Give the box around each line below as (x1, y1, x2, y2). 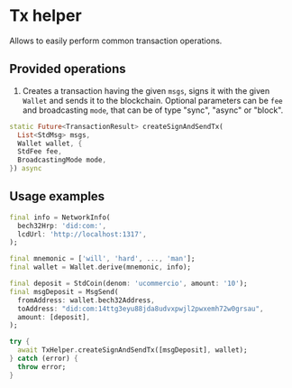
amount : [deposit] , (17, 312, 91, 321)
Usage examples (9, 189, 105, 204)
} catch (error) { (9, 354, 78, 364)
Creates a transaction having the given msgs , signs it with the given (22, 85, 270, 96)
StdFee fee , (17, 147, 63, 156)
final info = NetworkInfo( (9, 213, 111, 222)
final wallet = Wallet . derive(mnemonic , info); (9, 263, 192, 272)
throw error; (17, 362, 67, 371)
